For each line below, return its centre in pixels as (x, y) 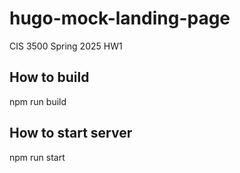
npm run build (38, 101)
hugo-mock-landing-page (120, 18)
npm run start (37, 157)
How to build (49, 77)
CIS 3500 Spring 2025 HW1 (66, 46)
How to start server (71, 133)
